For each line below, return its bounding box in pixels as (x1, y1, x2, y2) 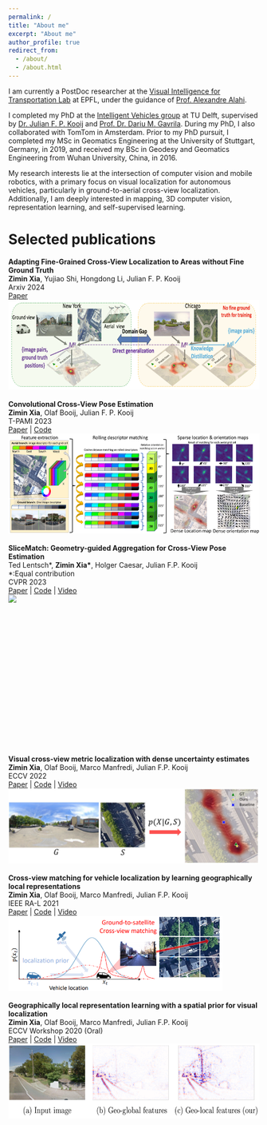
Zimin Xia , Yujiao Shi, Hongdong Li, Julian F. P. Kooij (8, 273, 181, 283)
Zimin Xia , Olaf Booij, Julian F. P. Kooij (8, 408, 134, 417)
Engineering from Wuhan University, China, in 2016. (8, 153, 178, 162)
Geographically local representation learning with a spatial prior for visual (8, 1000, 257, 1010)
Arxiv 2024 (8, 282, 45, 292)
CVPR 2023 (8, 576, 47, 587)
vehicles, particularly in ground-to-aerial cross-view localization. (8, 185, 221, 195)
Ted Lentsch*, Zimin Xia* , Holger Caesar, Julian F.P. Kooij (8, 560, 198, 569)
